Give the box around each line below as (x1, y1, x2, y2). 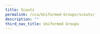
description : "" (5, 16, 39, 21)
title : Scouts (5, 7, 35, 12)
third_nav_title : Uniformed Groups (5, 21, 79, 26)
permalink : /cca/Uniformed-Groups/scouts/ (5, 12, 95, 17)
